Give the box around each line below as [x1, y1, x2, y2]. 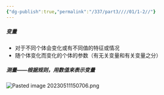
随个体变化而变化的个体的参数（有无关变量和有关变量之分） [14, 51, 162, 59]
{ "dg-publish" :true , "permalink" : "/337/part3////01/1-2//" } [6, 8, 156, 15]
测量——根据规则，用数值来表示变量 [6, 66, 95, 73]
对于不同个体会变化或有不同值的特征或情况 [14, 44, 120, 51]
